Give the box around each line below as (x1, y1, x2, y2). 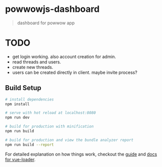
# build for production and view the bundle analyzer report (5, 137, 134, 142)
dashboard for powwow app (17, 20, 75, 26)
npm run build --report (5, 142, 54, 147)
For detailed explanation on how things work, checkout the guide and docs (5, 151, 157, 157)
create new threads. (12, 64, 53, 70)
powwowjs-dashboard (5, 3, 100, 15)
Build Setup (5, 84, 41, 92)
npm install (5, 102, 30, 107)
